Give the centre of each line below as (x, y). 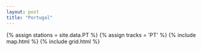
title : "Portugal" (29, 18)
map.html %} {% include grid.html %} (53, 41)
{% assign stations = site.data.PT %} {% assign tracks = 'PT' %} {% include (101, 35)
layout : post (23, 12)
